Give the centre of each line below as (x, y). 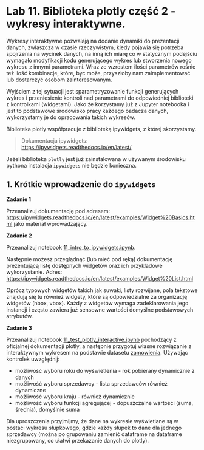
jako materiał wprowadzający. (51, 223)
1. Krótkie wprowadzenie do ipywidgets (81, 184)
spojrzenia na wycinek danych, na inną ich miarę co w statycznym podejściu (102, 53)
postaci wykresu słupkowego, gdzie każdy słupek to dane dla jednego (94, 428)
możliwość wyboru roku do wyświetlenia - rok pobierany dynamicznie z (105, 370)
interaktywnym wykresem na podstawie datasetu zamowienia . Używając (97, 352)
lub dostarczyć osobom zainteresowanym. (59, 80)
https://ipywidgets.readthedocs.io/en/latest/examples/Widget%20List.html (100, 278)
